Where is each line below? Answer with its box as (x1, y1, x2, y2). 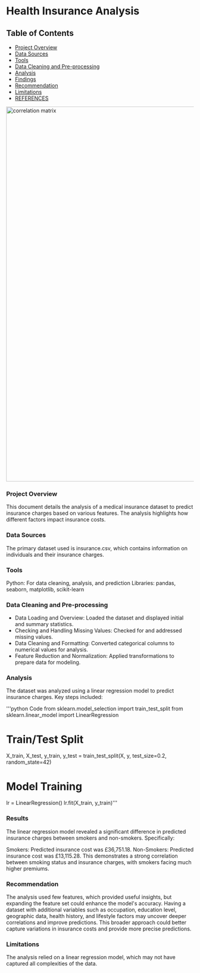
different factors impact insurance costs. (6, 516, 106, 523)
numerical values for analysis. (14, 646, 88, 653)
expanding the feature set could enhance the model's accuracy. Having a (6, 899, 186, 907)
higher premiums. (6, 865, 49, 872)
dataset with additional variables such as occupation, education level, (6, 906, 177, 913)
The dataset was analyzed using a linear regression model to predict (6, 687, 174, 694)
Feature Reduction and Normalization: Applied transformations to (14, 652, 174, 660)
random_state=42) (6, 758, 52, 766)
